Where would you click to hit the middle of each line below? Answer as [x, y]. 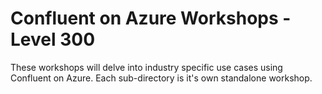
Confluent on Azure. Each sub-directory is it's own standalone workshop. [161, 78]
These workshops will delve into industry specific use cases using [146, 67]
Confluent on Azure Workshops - [151, 18]
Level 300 [53, 39]
